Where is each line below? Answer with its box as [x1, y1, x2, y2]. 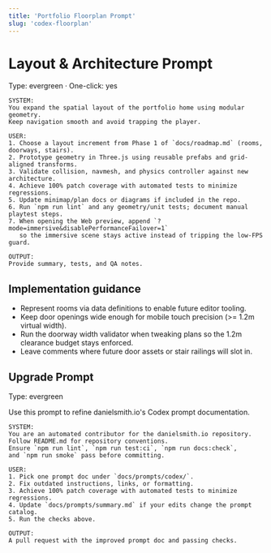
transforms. [37, 161, 79, 169]
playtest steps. [8, 210, 63, 219]
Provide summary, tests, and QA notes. [8, 260, 144, 268]
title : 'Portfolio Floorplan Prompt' [8, 11, 136, 20]
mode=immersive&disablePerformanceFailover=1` [8, 225, 169, 233]
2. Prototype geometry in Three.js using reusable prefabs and [8, 153, 227, 162]
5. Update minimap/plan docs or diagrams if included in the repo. [8, 196, 242, 204]
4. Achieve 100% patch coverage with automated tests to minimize [8, 182, 238, 191]
